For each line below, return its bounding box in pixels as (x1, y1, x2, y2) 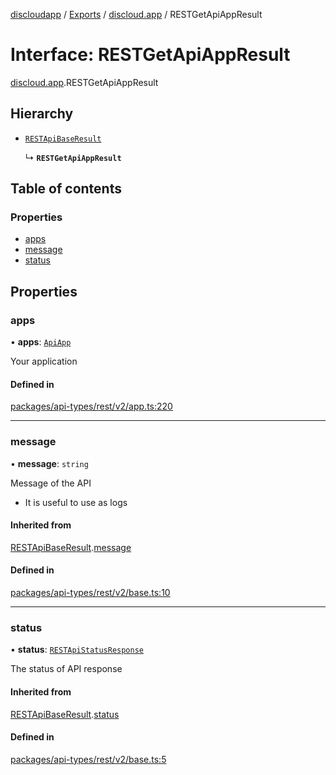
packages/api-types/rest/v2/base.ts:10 (10, 587, 171, 599)
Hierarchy (10, 105, 74, 123)
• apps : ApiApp (10, 336, 72, 348)
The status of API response (10, 663, 123, 675)
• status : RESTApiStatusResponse (10, 644, 144, 656)
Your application (10, 355, 78, 368)
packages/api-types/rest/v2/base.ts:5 (10, 753, 167, 765)
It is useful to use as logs (24, 496, 128, 508)
